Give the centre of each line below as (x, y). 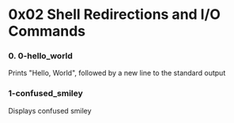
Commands (47, 31)
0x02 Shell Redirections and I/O (115, 15)
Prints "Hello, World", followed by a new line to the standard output (117, 73)
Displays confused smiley (50, 110)
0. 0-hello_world (41, 56)
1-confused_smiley (45, 94)
